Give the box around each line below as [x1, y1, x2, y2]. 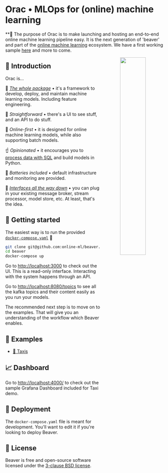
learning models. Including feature [5, 96, 77, 102]
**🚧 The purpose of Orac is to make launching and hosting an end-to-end [5, 31, 159, 37]
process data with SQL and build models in [5, 154, 95, 161]
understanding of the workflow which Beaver [5, 315, 100, 321]
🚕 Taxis [12, 348, 28, 354]
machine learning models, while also [5, 132, 81, 138]
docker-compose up [5, 254, 44, 259]
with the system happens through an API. [5, 273, 91, 280]
